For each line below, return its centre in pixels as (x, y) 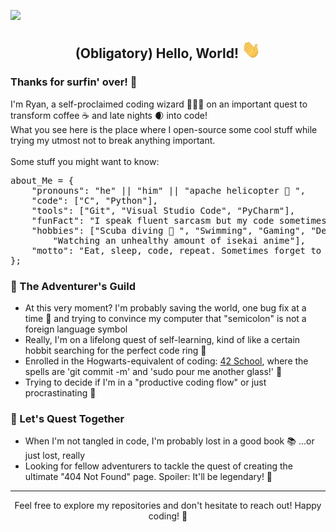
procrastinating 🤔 (60, 393)
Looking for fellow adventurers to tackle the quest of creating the (159, 466)
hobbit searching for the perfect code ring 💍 (115, 351)
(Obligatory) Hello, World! (157, 53)
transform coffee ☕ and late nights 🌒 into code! (109, 115)
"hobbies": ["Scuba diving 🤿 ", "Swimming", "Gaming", (169, 230)
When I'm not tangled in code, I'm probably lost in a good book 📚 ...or (169, 441)
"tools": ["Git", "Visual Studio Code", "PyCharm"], (163, 210)
